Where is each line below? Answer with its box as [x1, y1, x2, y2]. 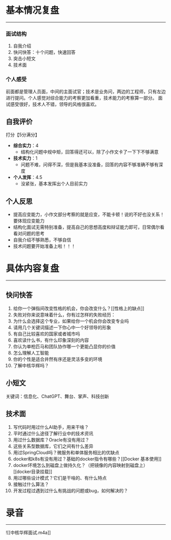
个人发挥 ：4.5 [13, 174, 43, 180]
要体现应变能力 [13, 218, 45, 224]
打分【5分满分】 [6, 132, 40, 138]
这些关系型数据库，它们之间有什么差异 [13, 443, 93, 449]
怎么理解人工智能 [13, 350, 49, 356]
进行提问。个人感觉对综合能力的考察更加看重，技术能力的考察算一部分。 [6, 94, 157, 101]
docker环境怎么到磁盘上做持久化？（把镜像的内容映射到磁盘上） [13, 462, 148, 468]
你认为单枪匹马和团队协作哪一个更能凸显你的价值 [13, 343, 116, 350]
